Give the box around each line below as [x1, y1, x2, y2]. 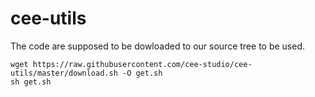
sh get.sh [10, 77, 52, 87]
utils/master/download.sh [10, 68, 118, 78]
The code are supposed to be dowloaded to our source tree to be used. [10, 40, 306, 52]
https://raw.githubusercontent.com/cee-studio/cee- [32, 59, 253, 69]
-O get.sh [121, 68, 163, 78]
